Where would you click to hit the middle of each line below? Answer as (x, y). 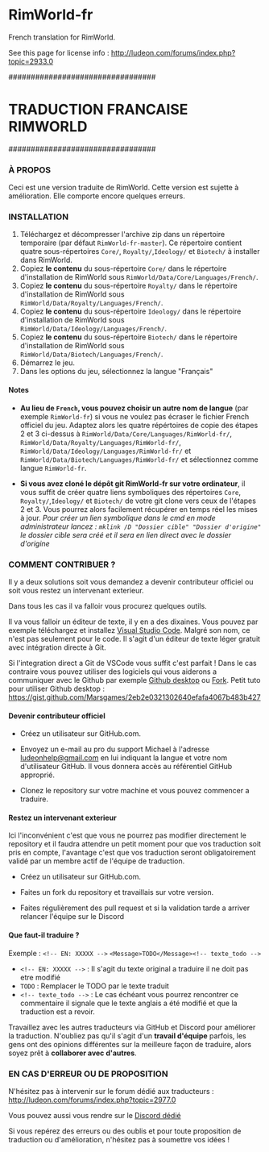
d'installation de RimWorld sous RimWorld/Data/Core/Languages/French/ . (139, 277)
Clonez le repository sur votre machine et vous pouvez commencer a (134, 791)
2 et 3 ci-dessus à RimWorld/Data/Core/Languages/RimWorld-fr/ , (126, 434)
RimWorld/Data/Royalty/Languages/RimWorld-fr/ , (100, 442)
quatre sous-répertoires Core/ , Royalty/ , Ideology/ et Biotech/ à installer (140, 252)
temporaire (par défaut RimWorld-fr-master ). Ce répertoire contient (131, 243)
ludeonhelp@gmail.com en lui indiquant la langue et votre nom (124, 758)
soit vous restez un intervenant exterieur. (76, 590)
